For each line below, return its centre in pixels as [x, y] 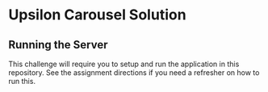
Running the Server [58, 45]
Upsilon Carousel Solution [98, 15]
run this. [22, 81]
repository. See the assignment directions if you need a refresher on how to [134, 73]
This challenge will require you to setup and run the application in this [124, 64]
